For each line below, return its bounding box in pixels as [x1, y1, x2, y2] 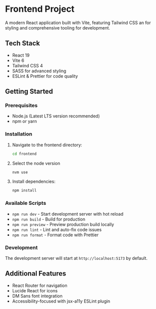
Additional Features [5, 269, 67, 278]
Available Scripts [5, 200, 46, 207]
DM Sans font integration [12, 293, 63, 299]
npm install [12, 188, 37, 193]
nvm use [12, 169, 28, 175]
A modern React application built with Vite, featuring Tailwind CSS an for [5, 20, 151, 26]
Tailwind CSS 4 [12, 62, 43, 68]
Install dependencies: [12, 178, 56, 185]
